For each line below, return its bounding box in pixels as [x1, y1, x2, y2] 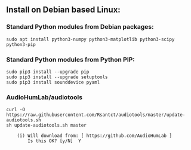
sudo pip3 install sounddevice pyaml [6, 79, 100, 85]
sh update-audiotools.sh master [6, 123, 87, 128]
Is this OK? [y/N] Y [27, 138, 82, 144]
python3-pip [6, 41, 36, 47]
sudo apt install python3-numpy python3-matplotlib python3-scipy [6, 36, 175, 42]
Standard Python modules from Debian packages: [6, 23, 154, 31]
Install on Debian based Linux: [6, 5, 121, 15]
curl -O [6, 107, 26, 113]
